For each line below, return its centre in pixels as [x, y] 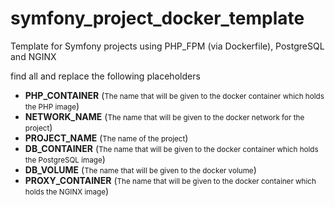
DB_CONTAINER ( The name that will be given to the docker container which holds [171, 148]
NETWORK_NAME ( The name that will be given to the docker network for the [164, 116]
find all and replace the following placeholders [105, 76]
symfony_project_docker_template [157, 18]
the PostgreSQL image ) [65, 159]
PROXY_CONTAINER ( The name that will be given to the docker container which [170, 180]
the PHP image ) [52, 106]
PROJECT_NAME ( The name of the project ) [106, 138]
